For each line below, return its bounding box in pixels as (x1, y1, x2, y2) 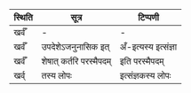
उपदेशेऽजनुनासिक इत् (41, 41, 110, 52)
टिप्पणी (137, 12, 160, 23)
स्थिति (13, 12, 33, 23)
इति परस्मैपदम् (119, 55, 164, 67)
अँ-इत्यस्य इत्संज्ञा (119, 41, 178, 52)
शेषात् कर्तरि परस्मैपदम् (41, 55, 112, 67)
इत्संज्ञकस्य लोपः (119, 70, 171, 81)
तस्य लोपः (41, 70, 73, 81)
